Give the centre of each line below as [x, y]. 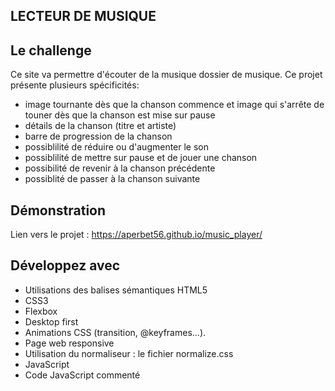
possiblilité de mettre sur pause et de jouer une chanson [141, 158]
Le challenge [51, 50]
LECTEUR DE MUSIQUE [83, 16]
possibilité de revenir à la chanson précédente [120, 168]
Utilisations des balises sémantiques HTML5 [116, 290]
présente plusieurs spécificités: [75, 85]
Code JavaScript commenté [82, 375]
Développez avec [65, 265]
